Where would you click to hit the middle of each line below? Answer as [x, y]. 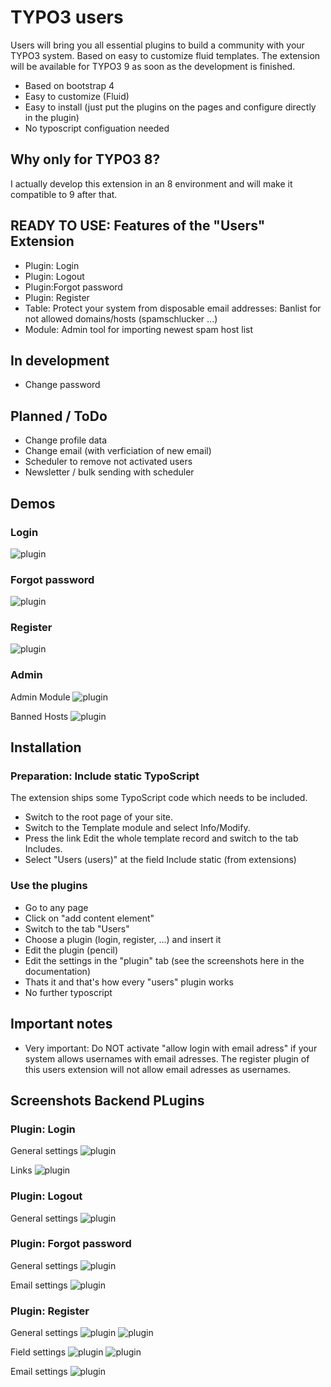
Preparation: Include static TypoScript [105, 776]
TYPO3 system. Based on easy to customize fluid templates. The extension [165, 55]
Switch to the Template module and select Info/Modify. [137, 828]
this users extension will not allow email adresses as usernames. [158, 1069]
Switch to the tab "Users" [77, 928]
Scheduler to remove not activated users [108, 462]
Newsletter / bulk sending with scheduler [109, 472]
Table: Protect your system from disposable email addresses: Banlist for [173, 308]
